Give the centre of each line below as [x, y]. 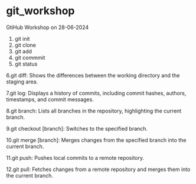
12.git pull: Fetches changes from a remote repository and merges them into [98, 169]
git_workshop [40, 11]
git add [23, 51]
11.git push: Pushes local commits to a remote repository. [75, 157]
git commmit [30, 57]
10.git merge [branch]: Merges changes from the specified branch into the [96, 140]
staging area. [22, 82]
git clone [25, 45]
